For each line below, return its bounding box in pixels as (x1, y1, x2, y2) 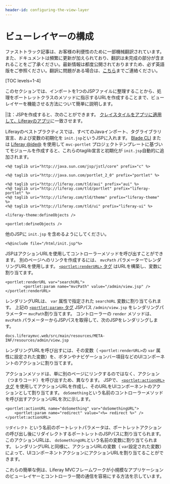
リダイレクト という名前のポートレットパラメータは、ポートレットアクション (5, 424, 162, 430)
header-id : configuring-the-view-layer (5, 7, 90, 13)
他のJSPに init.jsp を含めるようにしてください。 (5, 231, 110, 237)
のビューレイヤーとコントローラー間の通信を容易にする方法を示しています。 (5, 473, 164, 479)
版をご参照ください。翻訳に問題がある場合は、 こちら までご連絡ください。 (5, 67, 160, 73)
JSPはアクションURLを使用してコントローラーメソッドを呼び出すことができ (5, 250, 163, 256)
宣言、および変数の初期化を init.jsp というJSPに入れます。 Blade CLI (5, 135, 151, 141)
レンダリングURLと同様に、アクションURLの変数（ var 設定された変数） (15, 443, 164, 449)
